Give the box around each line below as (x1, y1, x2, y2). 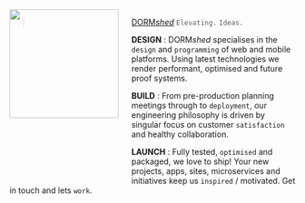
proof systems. (131, 72, 188, 83)
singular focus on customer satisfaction (131, 120, 285, 130)
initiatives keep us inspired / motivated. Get (131, 176, 296, 186)
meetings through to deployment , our (131, 100, 268, 111)
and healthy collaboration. (131, 129, 229, 140)
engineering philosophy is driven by (131, 110, 266, 121)
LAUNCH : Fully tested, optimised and (131, 147, 273, 157)
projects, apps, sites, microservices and (131, 166, 281, 176)
